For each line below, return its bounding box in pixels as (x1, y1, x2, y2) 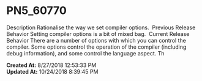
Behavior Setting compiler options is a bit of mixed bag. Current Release (6, 30, 190, 37)
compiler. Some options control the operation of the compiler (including (6, 43, 187, 51)
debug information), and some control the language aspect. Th (6, 49, 165, 57)
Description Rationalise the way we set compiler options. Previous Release (6, 24, 196, 31)
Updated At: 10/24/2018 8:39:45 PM (6, 68, 99, 75)
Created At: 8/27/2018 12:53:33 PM (6, 62, 97, 69)
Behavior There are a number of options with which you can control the (6, 37, 187, 44)
